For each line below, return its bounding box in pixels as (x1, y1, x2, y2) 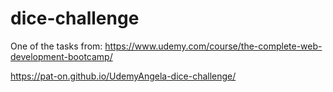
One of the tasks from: (10, 40, 103, 52)
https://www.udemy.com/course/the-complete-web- (104, 40, 323, 52)
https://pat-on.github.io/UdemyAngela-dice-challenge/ (10, 70, 237, 82)
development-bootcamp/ (10, 50, 113, 62)
